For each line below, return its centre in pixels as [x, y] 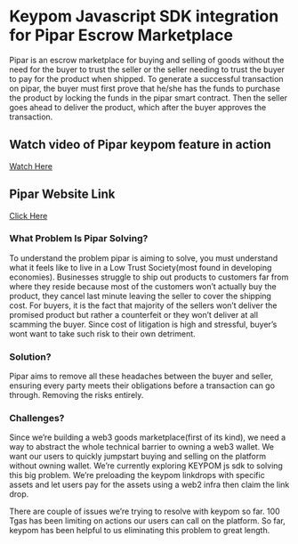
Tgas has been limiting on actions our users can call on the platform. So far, [148, 521]
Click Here [28, 215]
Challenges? [37, 418]
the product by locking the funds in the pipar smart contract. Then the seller [148, 97]
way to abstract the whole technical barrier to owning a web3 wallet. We [141, 447]
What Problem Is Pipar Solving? [79, 239]
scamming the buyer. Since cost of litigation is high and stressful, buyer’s [143, 324]
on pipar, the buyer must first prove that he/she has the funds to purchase [145, 88]
